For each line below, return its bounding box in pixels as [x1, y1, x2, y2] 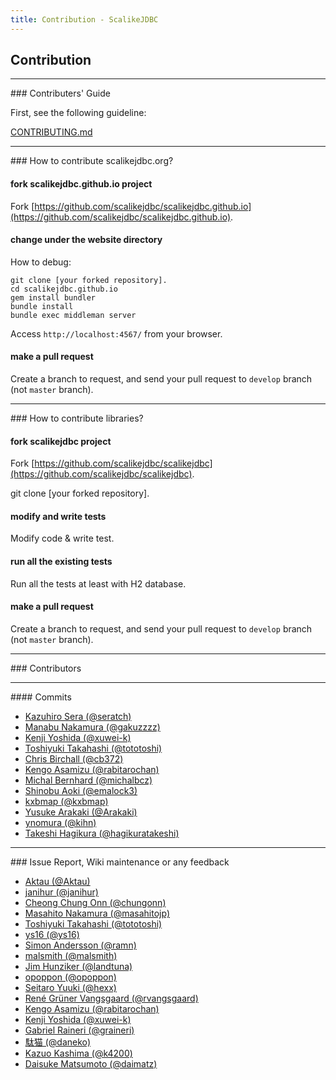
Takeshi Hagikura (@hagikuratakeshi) [24, 827, 180, 839]
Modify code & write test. [10, 532, 115, 545]
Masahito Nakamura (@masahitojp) [24, 907, 170, 919]
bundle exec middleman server [10, 310, 137, 320]
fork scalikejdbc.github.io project [10, 178, 153, 190]
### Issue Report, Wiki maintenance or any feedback [10, 856, 230, 868]
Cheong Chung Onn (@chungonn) [24, 896, 167, 908]
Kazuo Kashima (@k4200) [24, 1047, 133, 1059]
